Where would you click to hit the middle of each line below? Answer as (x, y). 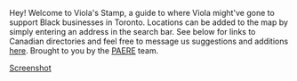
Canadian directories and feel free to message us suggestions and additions (149, 41)
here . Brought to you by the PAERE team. (84, 51)
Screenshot (30, 68)
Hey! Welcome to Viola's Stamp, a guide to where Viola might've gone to (142, 13)
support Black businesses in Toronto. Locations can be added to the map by (149, 22)
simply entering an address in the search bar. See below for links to (132, 32)
